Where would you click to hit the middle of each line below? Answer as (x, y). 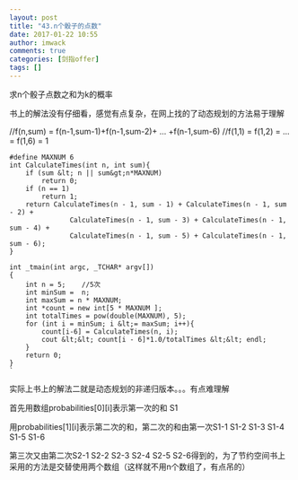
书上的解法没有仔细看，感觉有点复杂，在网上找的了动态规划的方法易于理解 (147, 113)
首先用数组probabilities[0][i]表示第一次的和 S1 (94, 407)
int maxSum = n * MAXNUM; (74, 300)
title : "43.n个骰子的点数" (56, 26)
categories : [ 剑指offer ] (54, 59)
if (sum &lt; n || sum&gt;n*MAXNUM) (94, 173)
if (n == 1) (48, 188)
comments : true (38, 51)
